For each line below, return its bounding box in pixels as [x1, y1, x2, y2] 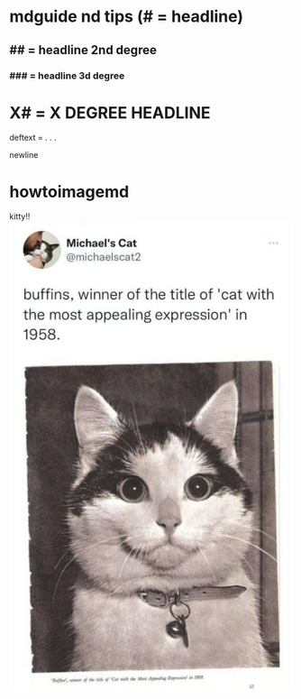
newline [9, 150, 39, 161]
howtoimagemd [9, 181, 130, 202]
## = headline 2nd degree [9, 42, 158, 58]
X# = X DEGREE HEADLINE [9, 102, 211, 123]
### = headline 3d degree [9, 69, 125, 82]
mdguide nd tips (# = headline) [9, 6, 244, 27]
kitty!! [9, 211, 31, 222]
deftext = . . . [9, 133, 57, 143]
